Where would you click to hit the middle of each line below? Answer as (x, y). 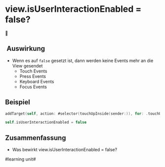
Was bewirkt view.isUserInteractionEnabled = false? (65, 150)
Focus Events (33, 87)
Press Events (33, 76)
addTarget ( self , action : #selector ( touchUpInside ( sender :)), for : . (77, 114)
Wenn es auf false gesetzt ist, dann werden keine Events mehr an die (83, 61)
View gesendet (27, 66)
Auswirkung (26, 49)
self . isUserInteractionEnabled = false (46, 122)
